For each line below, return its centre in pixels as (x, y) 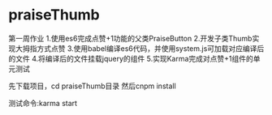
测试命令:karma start (43, 103)
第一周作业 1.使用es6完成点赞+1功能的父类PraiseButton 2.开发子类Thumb (130, 38)
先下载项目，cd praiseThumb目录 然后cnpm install (92, 86)
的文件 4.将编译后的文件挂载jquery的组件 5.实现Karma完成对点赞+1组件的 (131, 58)
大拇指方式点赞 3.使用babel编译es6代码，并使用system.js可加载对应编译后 (140, 48)
